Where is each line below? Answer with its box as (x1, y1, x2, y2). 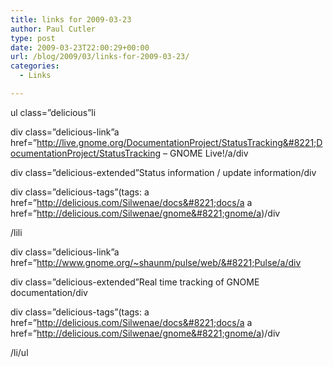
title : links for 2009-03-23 (10, 14, 132, 25)
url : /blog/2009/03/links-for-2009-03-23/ (10, 52, 190, 62)
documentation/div (10, 286, 88, 298)
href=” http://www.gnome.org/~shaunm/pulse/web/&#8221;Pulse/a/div (10, 256, 302, 268)
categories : (10, 61, 60, 71)
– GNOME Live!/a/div (163, 147, 249, 159)
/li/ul (10, 346, 29, 358)
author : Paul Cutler (10, 24, 97, 34)
